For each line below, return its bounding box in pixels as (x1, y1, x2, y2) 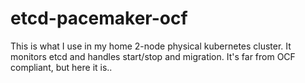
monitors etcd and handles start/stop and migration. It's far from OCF (10, 50, 296, 62)
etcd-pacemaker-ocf (10, 7, 188, 30)
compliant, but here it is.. (10, 61, 113, 73)
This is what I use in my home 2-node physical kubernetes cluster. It (10, 40, 292, 52)
